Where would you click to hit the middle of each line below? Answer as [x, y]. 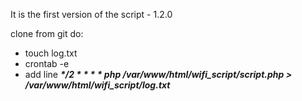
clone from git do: [47, 33]
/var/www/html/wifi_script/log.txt [97, 85]
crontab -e [47, 63]
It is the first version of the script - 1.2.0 [91, 14]
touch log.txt [51, 53]
